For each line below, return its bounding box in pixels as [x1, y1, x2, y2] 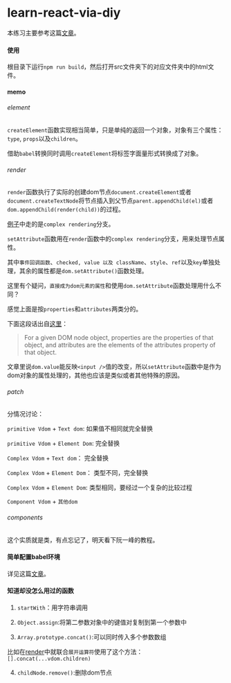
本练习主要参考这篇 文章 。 [7, 28, 80, 37]
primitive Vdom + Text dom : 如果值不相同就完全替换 [7, 424, 154, 433]
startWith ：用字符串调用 [17, 603, 89, 612]
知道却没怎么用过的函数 [7, 587, 74, 595]
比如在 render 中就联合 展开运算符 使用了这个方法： [7, 647, 143, 656]
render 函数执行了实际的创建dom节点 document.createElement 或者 [7, 188, 192, 196]
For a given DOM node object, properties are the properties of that [24, 334, 214, 342]
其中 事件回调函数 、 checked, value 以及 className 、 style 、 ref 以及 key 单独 [7, 258, 214, 266]
